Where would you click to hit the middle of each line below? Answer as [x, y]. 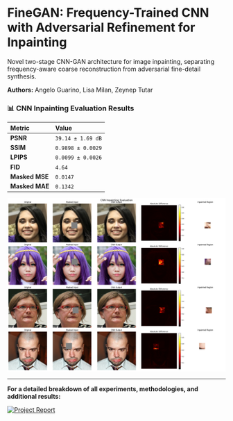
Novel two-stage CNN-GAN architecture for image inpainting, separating [111, 61]
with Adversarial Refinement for [101, 27]
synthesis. [22, 76]
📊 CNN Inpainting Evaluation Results [71, 108]
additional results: [34, 396]
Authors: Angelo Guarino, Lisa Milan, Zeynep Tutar [80, 90]
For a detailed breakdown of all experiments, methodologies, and [103, 389]
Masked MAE [30, 186]
